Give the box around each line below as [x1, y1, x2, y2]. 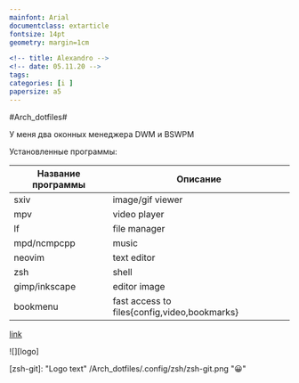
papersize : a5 [9, 86, 62, 96]
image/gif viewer [112, 193, 183, 206]
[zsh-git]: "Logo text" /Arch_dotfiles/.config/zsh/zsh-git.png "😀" [9, 363, 246, 374]
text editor [112, 251, 156, 264]
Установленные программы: [9, 146, 117, 157]
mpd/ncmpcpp [13, 237, 76, 249]
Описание [176, 173, 222, 185]
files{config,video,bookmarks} [112, 306, 239, 318]
